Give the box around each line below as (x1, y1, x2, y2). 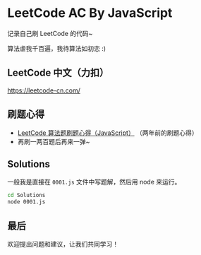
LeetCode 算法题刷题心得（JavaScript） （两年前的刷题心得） (17, 129, 199, 137)
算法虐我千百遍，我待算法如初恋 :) (7, 44, 106, 52)
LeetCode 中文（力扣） (7, 67, 109, 79)
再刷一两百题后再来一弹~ (17, 137, 90, 146)
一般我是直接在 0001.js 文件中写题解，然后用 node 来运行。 (7, 178, 181, 186)
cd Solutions (7, 192, 46, 199)
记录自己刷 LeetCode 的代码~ (7, 29, 93, 37)
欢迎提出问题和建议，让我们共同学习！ (7, 239, 118, 248)
